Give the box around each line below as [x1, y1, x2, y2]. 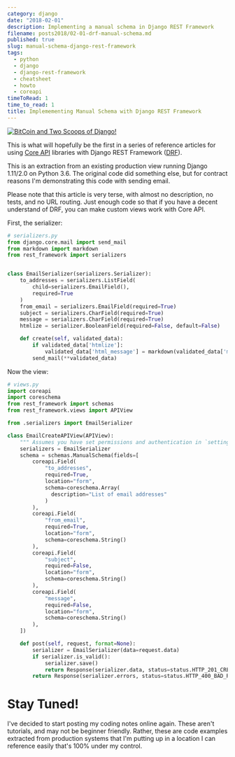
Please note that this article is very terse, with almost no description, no [7, 190, 213, 198]
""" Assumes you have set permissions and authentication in [20, 438, 201, 445]
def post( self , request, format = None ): [20, 640, 136, 647]
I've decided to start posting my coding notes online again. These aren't [7, 719, 215, 728]
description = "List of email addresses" [51, 491, 168, 498]
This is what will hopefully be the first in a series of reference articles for [7, 141, 216, 149]
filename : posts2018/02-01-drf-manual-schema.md [7, 29, 152, 37]
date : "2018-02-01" [7, 17, 64, 24]
